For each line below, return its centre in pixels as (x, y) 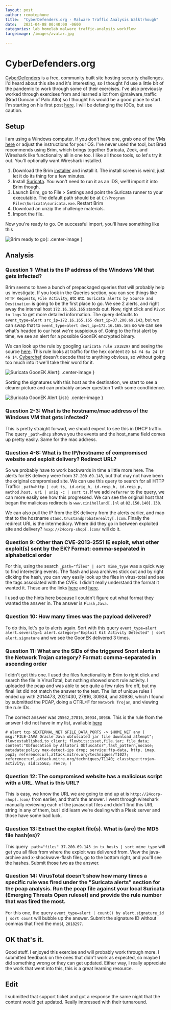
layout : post (19, 10)
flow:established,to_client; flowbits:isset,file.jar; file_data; (77, 741)
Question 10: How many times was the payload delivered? (78, 617)
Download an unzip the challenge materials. (59, 208)
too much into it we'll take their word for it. (50, 363)
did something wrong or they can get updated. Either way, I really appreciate (86, 963)
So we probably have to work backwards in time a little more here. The (80, 470)
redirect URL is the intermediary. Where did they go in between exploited (82, 524)
